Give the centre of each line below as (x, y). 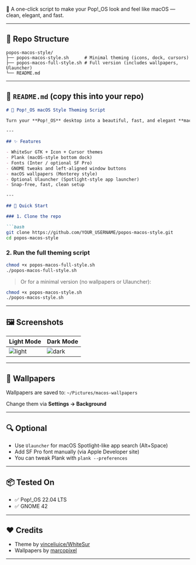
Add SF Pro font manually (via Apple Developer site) (77, 452)
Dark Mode (62, 342)
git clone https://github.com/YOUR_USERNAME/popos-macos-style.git (90, 232)
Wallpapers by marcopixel (45, 550)
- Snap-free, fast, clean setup (45, 185)
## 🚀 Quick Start (27, 206)
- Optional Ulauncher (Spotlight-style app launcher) (73, 179)
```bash (15, 227)
